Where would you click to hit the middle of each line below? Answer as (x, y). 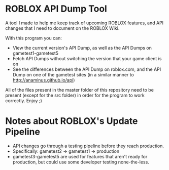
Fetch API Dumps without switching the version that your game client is (87, 58)
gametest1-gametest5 (36, 53)
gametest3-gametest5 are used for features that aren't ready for (80, 156)
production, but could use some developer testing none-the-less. (81, 162)
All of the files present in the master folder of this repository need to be (79, 90)
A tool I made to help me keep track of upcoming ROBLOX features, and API (84, 23)
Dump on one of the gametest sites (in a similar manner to (73, 74)
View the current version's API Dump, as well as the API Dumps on (82, 48)
